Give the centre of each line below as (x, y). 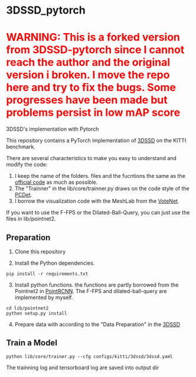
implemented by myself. (44, 297)
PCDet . (23, 195)
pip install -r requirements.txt (47, 274)
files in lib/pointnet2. (31, 219)
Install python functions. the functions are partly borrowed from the (97, 285)
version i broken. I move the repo (88, 75)
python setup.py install (37, 313)
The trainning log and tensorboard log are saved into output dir (83, 368)
